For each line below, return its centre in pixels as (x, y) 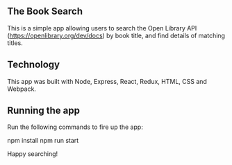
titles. (15, 43)
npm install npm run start (43, 141)
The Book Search (45, 11)
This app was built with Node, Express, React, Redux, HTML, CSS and (107, 81)
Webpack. (22, 89)
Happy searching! (33, 154)
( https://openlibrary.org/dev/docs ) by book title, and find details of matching (116, 35)
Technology (34, 65)
